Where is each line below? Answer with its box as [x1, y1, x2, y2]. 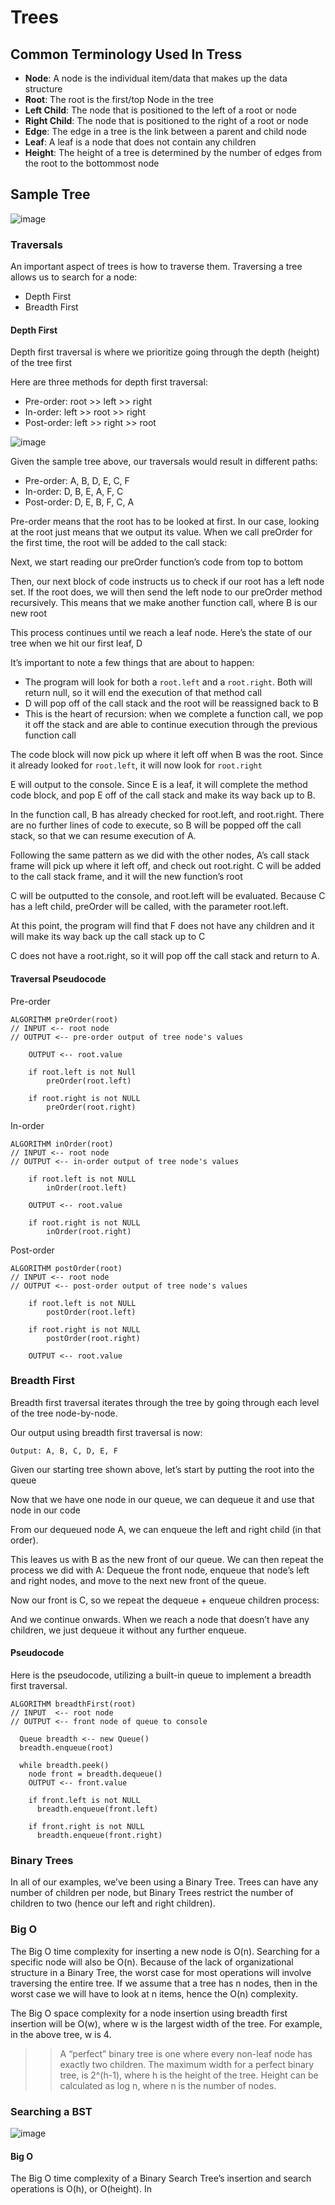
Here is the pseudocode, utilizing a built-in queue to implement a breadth [10, 1669, 312, 1681]
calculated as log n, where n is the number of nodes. [59, 2079, 277, 2091]
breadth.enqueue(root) [19, 1743, 114, 1753]
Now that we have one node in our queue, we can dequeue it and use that [10, 1493, 315, 1505]
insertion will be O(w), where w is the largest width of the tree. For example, [10, 2017, 323, 2030]
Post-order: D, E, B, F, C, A [24, 496, 135, 508]
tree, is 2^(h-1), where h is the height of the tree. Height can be [59, 2069, 319, 2081]
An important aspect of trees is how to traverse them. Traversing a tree [10, 261, 303, 273]
